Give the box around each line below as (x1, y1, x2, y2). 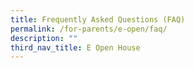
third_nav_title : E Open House (10, 42, 141, 53)
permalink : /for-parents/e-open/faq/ (10, 24, 168, 34)
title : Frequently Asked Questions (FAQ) (10, 14, 186, 25)
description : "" (10, 33, 78, 43)
